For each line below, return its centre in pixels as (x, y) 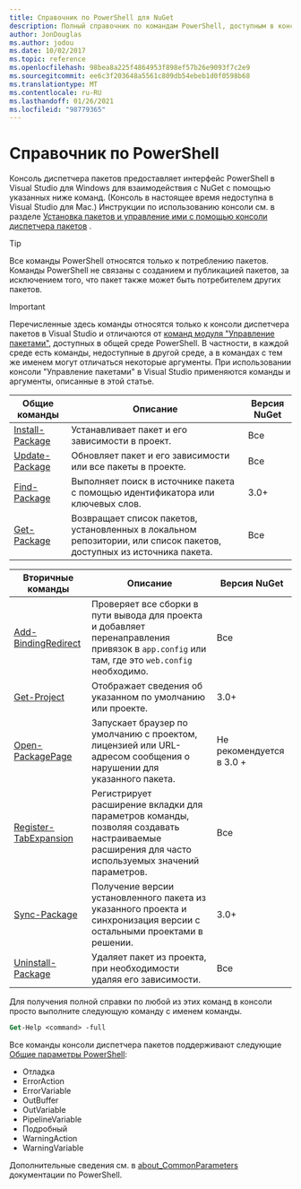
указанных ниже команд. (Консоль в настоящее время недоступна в (142, 197)
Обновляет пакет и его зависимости (150, 456)
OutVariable (44, 1110)
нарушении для (125, 768)
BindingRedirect (47, 644)
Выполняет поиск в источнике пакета (153, 482)
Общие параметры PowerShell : (69, 1054)
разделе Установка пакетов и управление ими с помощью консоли (138, 217)
